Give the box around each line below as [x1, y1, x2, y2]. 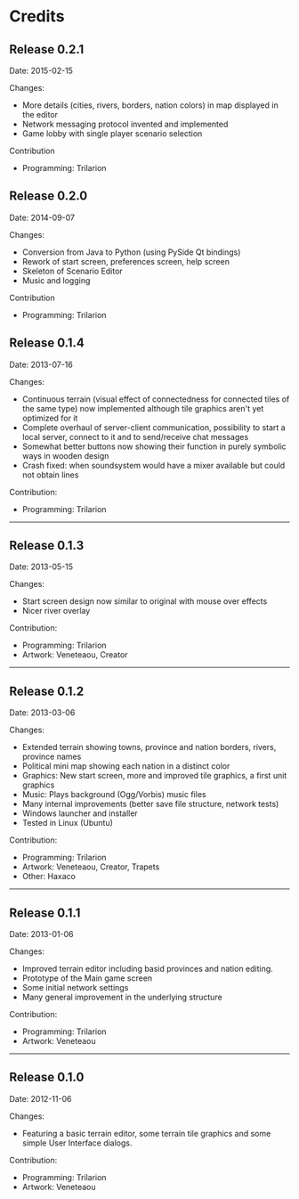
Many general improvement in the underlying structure [21, 991, 222, 1003]
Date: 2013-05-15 [9, 561, 74, 572]
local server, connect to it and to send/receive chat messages [21, 431, 249, 442]
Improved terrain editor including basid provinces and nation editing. [21, 964, 273, 975]
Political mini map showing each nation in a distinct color [21, 761, 230, 771]
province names [21, 751, 82, 763]
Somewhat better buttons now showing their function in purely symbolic [21, 441, 287, 452]
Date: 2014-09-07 [9, 212, 76, 223]
